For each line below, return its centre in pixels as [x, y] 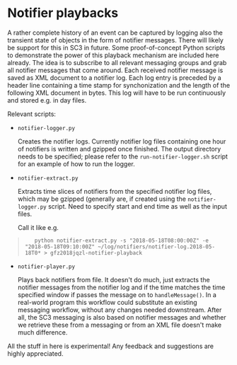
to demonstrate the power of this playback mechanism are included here [113, 55]
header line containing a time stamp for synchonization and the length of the [119, 85]
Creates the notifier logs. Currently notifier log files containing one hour [122, 141]
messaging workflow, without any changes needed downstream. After [120, 310]
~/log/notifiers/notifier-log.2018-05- [157, 247]
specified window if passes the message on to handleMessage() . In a [117, 294]
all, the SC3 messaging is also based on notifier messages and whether [122, 317]
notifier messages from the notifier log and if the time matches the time [121, 287]
